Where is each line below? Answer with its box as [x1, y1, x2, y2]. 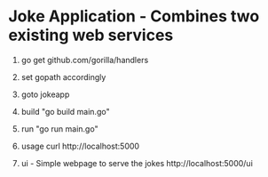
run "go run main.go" [20, 123, 99, 134]
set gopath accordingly [20, 71, 106, 82]
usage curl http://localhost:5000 [20, 141, 139, 151]
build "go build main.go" [20, 106, 110, 117]
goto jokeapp [20, 89, 70, 100]
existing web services [8, 25, 174, 45]
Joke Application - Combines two [8, 6, 260, 27]
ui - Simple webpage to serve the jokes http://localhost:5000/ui [20, 157, 254, 168]
